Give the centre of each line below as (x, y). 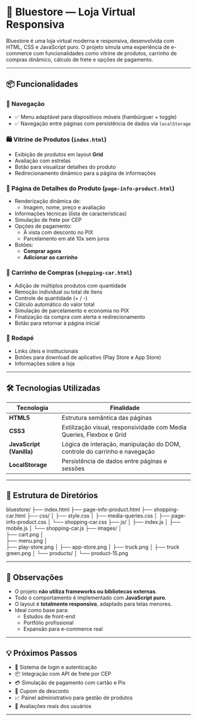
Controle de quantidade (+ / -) (51, 298)
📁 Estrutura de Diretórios (52, 495)
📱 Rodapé (20, 338)
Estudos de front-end (49, 616)
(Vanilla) (21, 451)
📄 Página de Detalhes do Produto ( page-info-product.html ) (90, 188)
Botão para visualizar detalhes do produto (65, 166)
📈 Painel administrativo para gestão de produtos (74, 698)
